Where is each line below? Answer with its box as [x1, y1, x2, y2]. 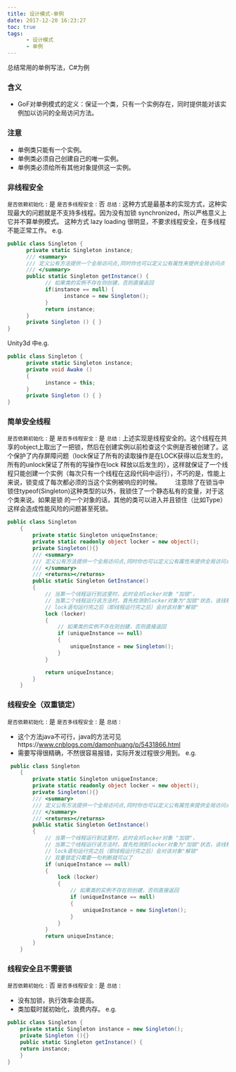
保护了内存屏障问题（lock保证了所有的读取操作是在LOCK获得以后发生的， [13, 451, 227, 460]
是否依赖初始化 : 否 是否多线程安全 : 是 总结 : [7, 981, 121, 990]
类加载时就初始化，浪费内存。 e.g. [17, 1005, 117, 1014]
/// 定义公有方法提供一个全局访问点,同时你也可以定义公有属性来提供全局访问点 [25, 260, 225, 267]
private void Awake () [25, 366, 93, 373]
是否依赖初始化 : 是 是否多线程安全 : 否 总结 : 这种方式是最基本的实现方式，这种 [7, 199, 221, 208]
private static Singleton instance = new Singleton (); [20, 1026, 184, 1033]
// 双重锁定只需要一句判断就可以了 [44, 854, 133, 861]
